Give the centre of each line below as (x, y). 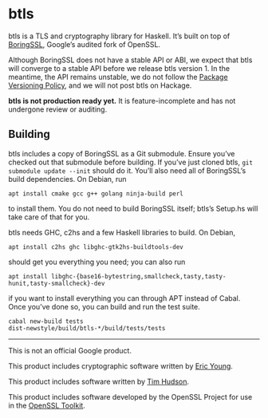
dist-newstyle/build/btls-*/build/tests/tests (87, 328)
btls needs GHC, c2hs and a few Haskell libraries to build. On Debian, (122, 232)
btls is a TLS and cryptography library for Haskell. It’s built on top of (119, 36)
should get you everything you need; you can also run (97, 262)
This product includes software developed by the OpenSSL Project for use (130, 396)
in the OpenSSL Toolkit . (47, 405)
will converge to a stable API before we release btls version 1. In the (119, 68)
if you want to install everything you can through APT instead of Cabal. (124, 298)
